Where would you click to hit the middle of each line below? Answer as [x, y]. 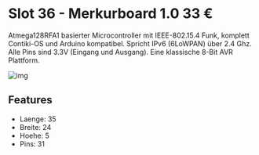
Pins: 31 [32, 144]
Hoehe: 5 [34, 135]
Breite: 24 [35, 127]
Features [30, 100]
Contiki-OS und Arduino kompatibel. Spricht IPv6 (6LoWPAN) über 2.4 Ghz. [130, 43]
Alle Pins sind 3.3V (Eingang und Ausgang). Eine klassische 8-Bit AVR [121, 52]
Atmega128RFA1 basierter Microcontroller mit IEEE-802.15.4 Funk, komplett [129, 35]
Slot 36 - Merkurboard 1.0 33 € [111, 14]
